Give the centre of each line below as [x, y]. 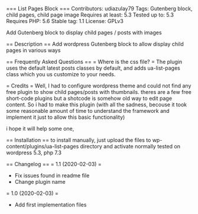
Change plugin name [40, 182]
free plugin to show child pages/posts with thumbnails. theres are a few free [99, 92]
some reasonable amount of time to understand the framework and [88, 111]
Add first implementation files [51, 205]
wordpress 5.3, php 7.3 [34, 153]
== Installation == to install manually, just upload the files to [79, 140]
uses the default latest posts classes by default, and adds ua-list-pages [93, 68]
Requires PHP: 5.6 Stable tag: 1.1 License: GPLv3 [65, 21]
